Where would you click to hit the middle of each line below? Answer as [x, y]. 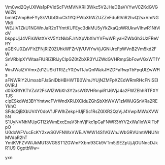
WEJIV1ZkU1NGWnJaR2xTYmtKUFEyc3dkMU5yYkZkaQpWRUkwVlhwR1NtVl [83, 28]
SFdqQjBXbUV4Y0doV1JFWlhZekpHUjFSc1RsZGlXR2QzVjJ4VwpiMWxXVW [82, 111]
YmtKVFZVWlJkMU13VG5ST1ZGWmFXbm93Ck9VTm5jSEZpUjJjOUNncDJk [82, 143]
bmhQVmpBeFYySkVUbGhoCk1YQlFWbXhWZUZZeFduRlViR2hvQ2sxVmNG [82, 17]
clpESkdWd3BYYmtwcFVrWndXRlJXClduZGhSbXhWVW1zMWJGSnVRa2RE [82, 101]
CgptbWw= [28, 148]
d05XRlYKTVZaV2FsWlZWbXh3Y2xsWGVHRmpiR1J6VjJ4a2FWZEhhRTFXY [82, 91]
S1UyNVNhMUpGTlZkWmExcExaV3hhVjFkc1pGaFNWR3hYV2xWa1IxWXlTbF [82, 122]
